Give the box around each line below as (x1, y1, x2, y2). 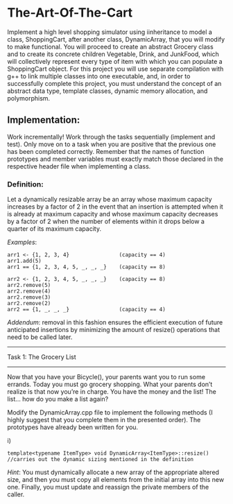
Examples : (7, 238, 37, 247)
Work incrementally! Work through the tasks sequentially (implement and (7, 132, 216, 141)
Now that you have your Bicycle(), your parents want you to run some (7, 373, 206, 381)
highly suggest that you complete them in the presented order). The (7, 416, 201, 424)
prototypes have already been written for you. (7, 423, 139, 431)
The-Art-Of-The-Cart (7, 5, 133, 21)
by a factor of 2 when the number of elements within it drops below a (7, 217, 205, 226)
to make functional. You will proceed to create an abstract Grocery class (7, 42, 214, 51)
